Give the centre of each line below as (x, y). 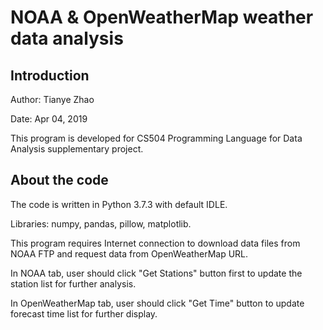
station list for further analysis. (73, 283)
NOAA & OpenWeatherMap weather (162, 17)
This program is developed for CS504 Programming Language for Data (156, 138)
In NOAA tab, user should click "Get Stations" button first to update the (156, 273)
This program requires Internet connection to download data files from (155, 243)
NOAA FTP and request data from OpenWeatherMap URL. (129, 253)
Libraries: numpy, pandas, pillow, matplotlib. (101, 223)
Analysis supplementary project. (77, 149)
